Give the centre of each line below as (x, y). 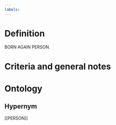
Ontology (24, 88)
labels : (12, 9)
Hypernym (21, 106)
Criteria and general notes (58, 66)
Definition (25, 33)
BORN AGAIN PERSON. (27, 47)
